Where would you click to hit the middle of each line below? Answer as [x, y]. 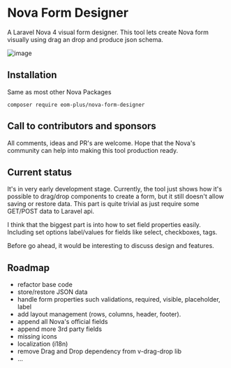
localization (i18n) [43, 344]
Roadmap [29, 268]
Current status [39, 172]
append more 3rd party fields [60, 329]
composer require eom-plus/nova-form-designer [76, 105]
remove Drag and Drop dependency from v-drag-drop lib [99, 351]
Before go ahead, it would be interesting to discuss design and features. [111, 246]
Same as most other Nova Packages [59, 91]
